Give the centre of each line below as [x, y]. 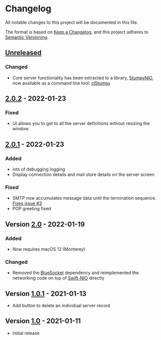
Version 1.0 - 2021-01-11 [43, 321]
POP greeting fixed [31, 209]
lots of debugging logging [39, 169]
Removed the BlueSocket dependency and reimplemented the [76, 273]
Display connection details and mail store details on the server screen [83, 174]
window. [21, 129]
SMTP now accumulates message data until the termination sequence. [84, 198]
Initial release [26, 333]
